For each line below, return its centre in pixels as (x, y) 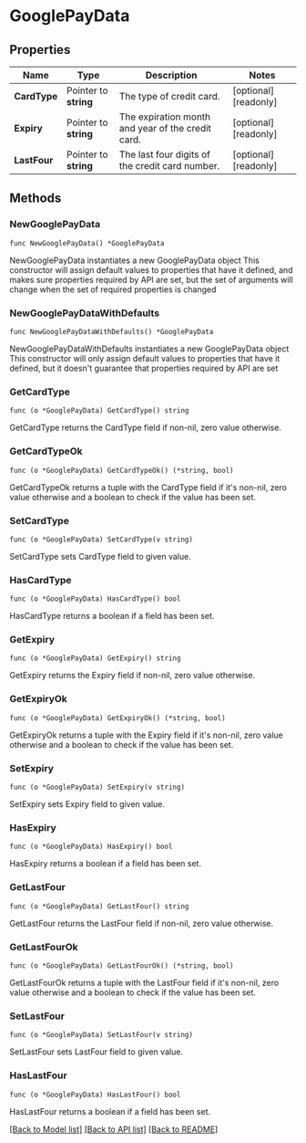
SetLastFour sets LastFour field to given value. (97, 1052)
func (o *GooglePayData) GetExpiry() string (95, 658)
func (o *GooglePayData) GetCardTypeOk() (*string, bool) (122, 470)
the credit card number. (169, 166)
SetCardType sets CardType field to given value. (100, 556)
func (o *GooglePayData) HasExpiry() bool (91, 847)
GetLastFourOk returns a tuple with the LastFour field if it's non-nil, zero (144, 982)
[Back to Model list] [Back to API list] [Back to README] (114, 1129)
